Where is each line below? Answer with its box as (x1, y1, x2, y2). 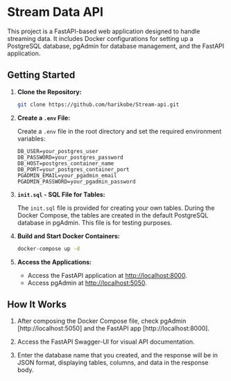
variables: (17, 134, 46, 143)
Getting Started (7, 69, 76, 81)
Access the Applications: (17, 258, 92, 266)
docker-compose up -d (17, 245, 80, 252)
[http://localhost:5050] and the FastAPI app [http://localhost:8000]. (17, 324, 210, 333)
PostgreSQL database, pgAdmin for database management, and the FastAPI (7, 42, 225, 50)
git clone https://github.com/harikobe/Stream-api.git (17, 101, 180, 108)
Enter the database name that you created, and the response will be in (17, 351, 219, 360)
